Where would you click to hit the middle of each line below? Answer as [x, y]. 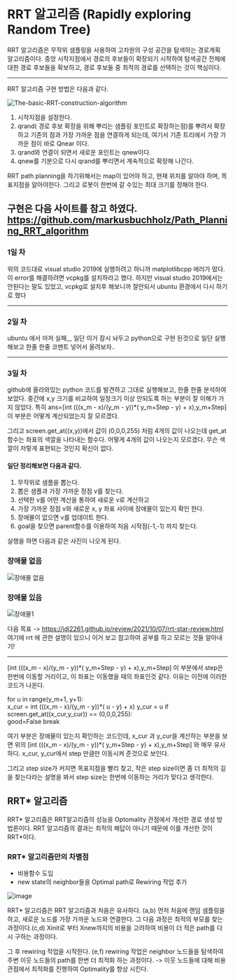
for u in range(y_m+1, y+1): [45, 700]
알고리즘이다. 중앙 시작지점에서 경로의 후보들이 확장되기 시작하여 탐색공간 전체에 [116, 58]
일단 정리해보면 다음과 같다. [44, 465]
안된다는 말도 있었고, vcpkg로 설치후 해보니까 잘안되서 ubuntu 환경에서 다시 [111, 286]
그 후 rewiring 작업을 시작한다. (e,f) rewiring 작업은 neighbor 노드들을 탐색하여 [115, 951]
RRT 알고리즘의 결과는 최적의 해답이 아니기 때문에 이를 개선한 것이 [123, 828]
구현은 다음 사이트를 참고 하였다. [72, 209]
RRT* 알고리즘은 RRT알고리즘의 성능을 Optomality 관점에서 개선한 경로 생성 [111, 819]
